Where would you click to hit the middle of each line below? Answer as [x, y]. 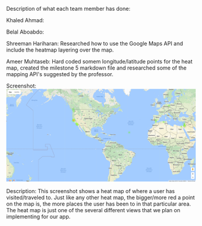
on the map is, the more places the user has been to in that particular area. [99, 204]
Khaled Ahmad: [25, 20]
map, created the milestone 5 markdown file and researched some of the [96, 68]
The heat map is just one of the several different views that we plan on [93, 210]
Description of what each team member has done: [68, 9]
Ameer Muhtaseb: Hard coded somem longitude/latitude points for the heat [99, 61]
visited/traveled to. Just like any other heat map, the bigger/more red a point [101, 198]
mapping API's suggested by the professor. [60, 74]
